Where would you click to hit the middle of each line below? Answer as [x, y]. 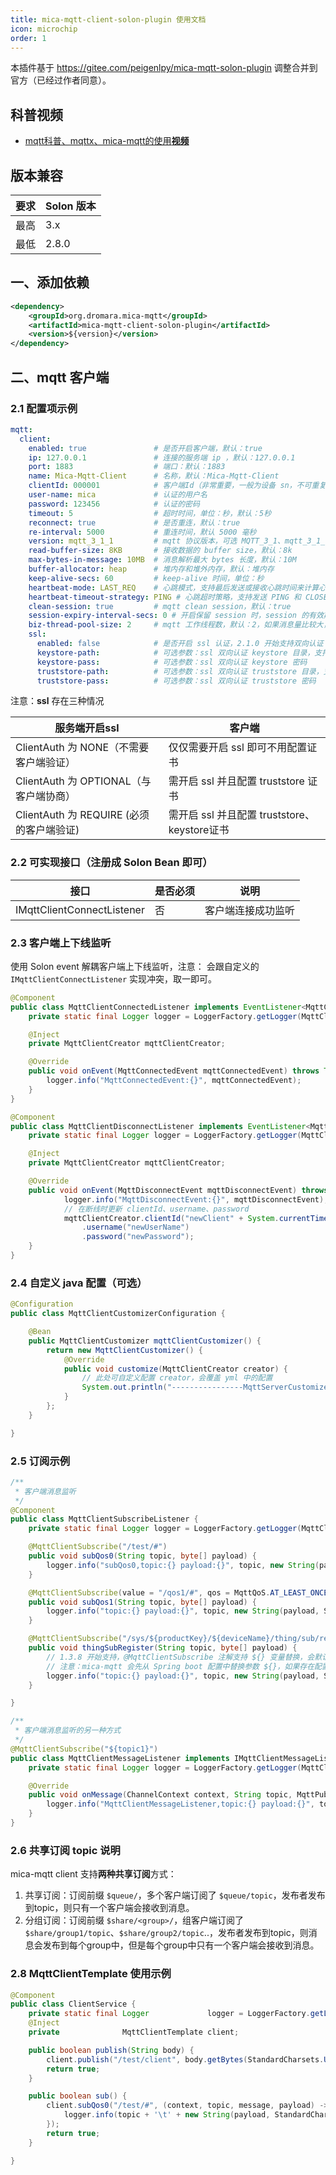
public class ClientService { [73, 2004]
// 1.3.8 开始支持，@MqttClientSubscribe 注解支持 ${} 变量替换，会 [180, 1657]
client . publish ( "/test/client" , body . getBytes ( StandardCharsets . [185, 2059]
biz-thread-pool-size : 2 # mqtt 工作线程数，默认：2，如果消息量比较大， [180, 625]
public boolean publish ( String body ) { [111, 2050]
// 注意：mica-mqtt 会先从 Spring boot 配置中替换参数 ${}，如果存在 [180, 1666]
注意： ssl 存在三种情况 [57, 701]
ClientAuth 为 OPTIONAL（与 [83, 781]
